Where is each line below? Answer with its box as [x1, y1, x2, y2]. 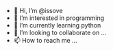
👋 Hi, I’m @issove [13, 7, 63, 14]
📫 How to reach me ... [13, 37, 77, 44]
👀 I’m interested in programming [13, 14, 105, 22]
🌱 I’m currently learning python [13, 21, 101, 29]
